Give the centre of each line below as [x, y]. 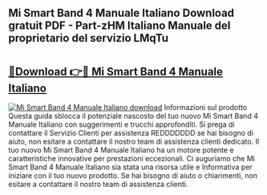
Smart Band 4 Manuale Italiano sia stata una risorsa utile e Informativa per [130, 167]
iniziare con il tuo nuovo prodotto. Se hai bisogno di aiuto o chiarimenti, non [133, 175]
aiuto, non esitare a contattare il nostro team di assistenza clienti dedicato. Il [134, 141]
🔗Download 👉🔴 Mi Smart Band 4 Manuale [115, 71]
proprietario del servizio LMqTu [88, 38]
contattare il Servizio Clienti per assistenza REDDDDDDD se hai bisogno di [131, 133]
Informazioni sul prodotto [206, 107]
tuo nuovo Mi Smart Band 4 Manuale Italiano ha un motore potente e [121, 150]
